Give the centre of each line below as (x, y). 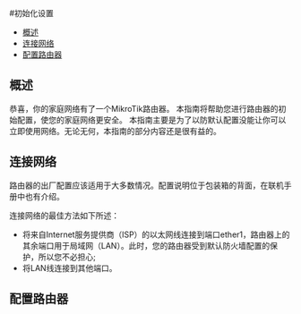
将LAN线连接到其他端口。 (69, 267)
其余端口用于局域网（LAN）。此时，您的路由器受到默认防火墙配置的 (146, 245)
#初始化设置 (31, 13)
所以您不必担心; (67, 257)
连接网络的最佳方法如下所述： (64, 215)
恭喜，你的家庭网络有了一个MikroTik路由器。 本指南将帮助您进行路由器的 (144, 108)
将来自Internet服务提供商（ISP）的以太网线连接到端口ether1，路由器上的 (156, 234)
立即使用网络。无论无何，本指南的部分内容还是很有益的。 (115, 131)
